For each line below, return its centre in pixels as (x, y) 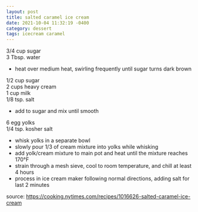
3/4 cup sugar (24, 51)
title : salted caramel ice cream (48, 17)
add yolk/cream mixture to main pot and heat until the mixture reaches (101, 153)
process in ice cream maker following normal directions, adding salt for (102, 179)
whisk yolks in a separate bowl (52, 140)
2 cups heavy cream (31, 87)
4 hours (24, 172)
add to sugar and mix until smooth (57, 111)
